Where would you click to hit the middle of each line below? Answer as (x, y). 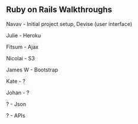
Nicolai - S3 (20, 58)
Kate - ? (16, 81)
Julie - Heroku (24, 35)
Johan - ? (18, 92)
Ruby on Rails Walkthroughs (59, 10)
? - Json (16, 104)
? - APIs (16, 115)
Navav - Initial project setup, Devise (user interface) (69, 24)
